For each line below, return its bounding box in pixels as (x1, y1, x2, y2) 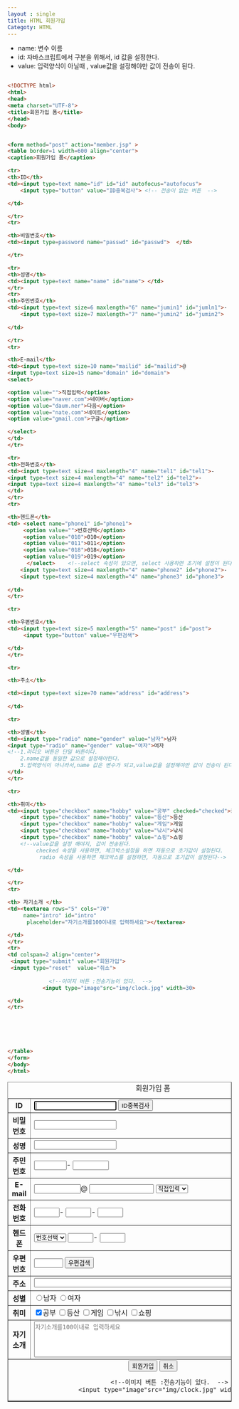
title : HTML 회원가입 (7, 17, 65, 24)
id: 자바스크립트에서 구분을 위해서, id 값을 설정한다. (17, 53, 160, 61)
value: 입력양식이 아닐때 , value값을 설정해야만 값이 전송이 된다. (17, 62, 196, 70)
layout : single (7, 10, 55, 18)
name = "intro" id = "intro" (23, 912, 97, 919)
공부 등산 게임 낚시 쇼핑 (42, 1307, 152, 1317)
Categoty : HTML (7, 23, 53, 31)
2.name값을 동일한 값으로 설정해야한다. (20, 755, 121, 762)
